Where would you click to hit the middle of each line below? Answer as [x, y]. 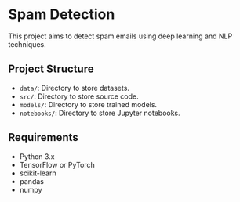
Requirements [43, 137]
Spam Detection [62, 14]
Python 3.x [37, 156]
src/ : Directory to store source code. [79, 96]
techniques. [27, 44]
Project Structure [51, 69]
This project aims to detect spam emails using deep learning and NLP [120, 36]
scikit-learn [38, 173]
